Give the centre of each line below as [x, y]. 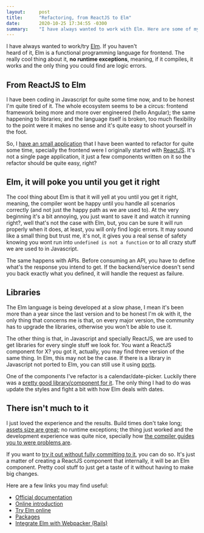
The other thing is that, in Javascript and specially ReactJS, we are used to [100, 338]
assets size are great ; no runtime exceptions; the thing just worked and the [100, 429]
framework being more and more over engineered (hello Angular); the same [101, 113]
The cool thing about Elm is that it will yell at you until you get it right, [92, 197]
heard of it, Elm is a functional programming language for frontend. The [96, 53]
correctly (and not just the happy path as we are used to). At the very [93, 210]
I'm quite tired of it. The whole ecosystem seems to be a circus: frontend [97, 106]
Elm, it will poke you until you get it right [83, 182]
